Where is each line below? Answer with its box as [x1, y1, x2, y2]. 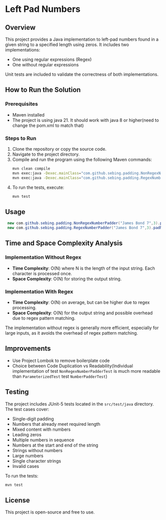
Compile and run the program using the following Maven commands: [12, 156, 152, 162]
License [5, 496, 30, 504]
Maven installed [12, 112, 45, 117]
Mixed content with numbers [12, 426, 71, 432]
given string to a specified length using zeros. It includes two [5, 42, 129, 48]
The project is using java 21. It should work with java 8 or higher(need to [12, 117, 159, 123]
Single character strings [12, 458, 61, 464]
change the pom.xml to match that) [12, 122, 84, 128]
